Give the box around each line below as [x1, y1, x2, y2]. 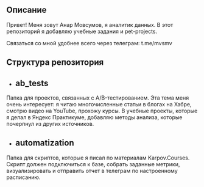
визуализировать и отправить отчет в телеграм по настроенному [6, 167, 178, 174]
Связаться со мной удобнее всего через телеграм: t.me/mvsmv [6, 39, 172, 46]
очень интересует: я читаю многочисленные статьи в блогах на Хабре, [6, 101, 192, 108]
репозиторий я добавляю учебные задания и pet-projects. [6, 28, 158, 35]
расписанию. [6, 174, 41, 181]
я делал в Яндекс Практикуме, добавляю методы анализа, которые [6, 114, 183, 121]
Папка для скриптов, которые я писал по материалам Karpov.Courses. [6, 154, 190, 161]
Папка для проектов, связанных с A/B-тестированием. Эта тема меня [6, 94, 189, 101]
